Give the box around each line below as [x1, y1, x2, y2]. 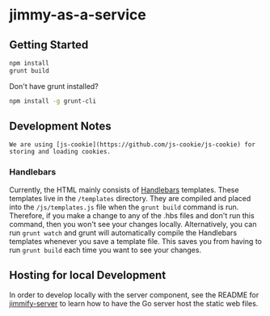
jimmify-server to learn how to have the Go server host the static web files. [9, 298, 259, 308]
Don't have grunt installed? [9, 81, 99, 91]
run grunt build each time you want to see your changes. [9, 245, 201, 255]
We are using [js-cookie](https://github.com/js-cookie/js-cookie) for [9, 141, 255, 149]
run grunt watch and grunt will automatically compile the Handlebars [9, 228, 238, 238]
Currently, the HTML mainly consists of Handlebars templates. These [9, 184, 239, 195]
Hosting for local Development [9, 268, 167, 282]
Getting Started [9, 38, 89, 52]
